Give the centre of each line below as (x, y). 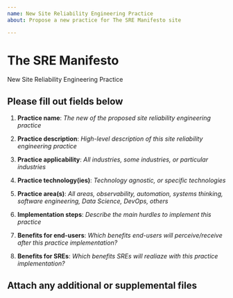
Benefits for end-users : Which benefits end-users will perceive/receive (120, 236)
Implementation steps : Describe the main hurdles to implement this (114, 215)
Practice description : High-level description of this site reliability (110, 139)
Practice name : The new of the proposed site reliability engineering (114, 118)
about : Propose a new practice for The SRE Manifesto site (94, 20)
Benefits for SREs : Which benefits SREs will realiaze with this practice (118, 256)
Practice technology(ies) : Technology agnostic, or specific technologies (121, 180)
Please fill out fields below (65, 101)
